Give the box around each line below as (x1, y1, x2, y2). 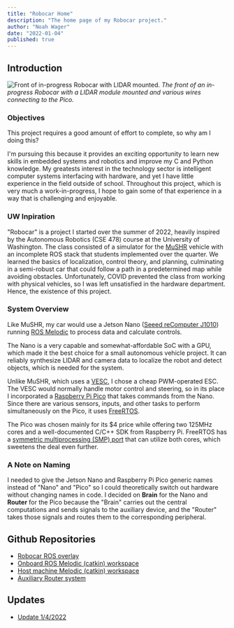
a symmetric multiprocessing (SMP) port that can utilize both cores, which (7, 435, 221, 444)
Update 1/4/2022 (17, 613, 67, 621)
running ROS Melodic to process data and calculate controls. (7, 328, 182, 336)
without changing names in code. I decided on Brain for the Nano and (7, 490, 208, 499)
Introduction (7, 62, 63, 74)
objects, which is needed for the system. (7, 363, 124, 372)
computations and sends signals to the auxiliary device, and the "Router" (7, 506, 217, 514)
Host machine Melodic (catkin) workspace (17, 567, 140, 575)
